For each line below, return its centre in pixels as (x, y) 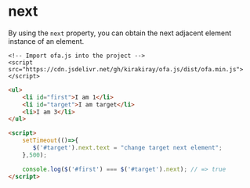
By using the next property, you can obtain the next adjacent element (120, 33)
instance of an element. (46, 41)
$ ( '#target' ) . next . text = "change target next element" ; (127, 148)
